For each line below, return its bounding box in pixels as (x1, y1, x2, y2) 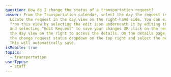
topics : (5, 50, 22, 55)
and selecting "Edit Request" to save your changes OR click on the (10, 26, 158, 31)
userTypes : (5, 59, 28, 64)
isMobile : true (5, 45, 38, 50)
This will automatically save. (10, 41, 76, 46)
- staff (10, 64, 26, 69)
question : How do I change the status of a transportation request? (5, 7, 154, 13)
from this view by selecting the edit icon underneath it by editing (10, 21, 160, 27)
